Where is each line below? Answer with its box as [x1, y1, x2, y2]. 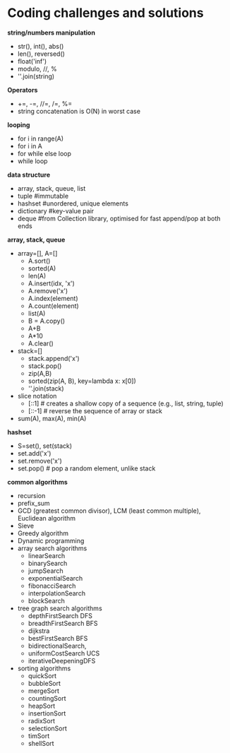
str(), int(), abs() [17, 42, 64, 50]
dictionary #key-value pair [17, 206, 95, 215]
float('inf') [17, 57, 47, 65]
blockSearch [28, 596, 66, 605]
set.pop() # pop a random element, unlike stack [17, 464, 156, 473]
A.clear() [28, 339, 54, 348]
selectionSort [28, 724, 67, 733]
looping [7, 120, 30, 129]
